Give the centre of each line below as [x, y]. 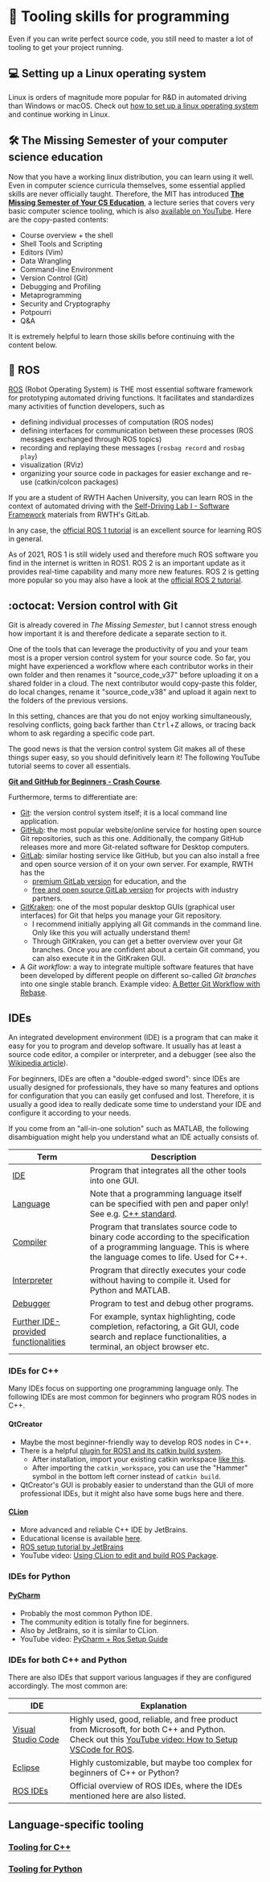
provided [29, 1331]
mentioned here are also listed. [128, 1796]
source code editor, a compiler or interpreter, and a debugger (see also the [132, 1054]
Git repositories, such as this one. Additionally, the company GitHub [132, 839]
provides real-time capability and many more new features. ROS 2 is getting [134, 572]
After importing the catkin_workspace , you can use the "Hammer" [140, 1467]
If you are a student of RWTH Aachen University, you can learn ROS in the [131, 498]
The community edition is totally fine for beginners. [104, 1622]
